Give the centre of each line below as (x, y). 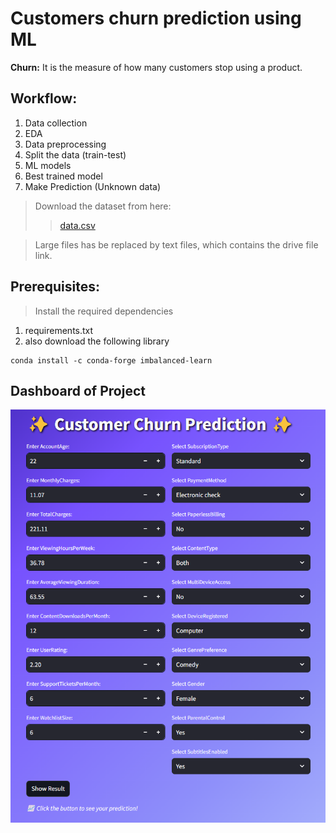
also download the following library (97, 341)
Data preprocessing (65, 144)
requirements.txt (59, 330)
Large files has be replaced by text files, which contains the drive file (176, 244)
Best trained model (63, 176)
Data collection (56, 123)
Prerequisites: (55, 287)
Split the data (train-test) (75, 154)
